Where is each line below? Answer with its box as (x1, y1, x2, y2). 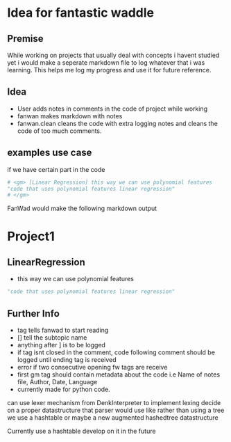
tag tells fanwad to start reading (17, 326, 109, 334)
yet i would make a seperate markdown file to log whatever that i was (7, 58, 205, 67)
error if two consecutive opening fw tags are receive (17, 363, 168, 371)
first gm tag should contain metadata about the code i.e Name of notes (17, 370, 221, 379)
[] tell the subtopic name (17, 333, 87, 342)
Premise (7, 33, 44, 45)
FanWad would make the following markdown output (7, 204, 157, 213)
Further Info (7, 308, 60, 319)
